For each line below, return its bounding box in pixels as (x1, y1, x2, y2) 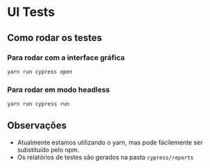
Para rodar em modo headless (7, 85, 110, 94)
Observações (7, 119, 67, 132)
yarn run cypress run (7, 101, 70, 108)
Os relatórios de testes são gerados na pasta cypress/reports (17, 153, 194, 161)
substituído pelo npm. (17, 145, 80, 153)
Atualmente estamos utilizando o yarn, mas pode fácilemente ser (17, 138, 203, 146)
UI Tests (7, 4, 55, 20)
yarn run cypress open (7, 68, 73, 75)
